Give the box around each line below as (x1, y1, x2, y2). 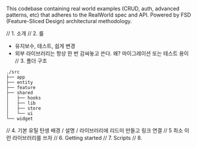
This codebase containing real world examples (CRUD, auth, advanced (6, 5, 180, 12)
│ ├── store (6, 106, 42, 111)
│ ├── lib (6, 100, 36, 106)
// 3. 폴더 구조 (14, 57, 48, 64)
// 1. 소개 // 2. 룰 (6, 30, 44, 37)
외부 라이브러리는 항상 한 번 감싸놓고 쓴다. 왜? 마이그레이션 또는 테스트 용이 (14, 50, 189, 57)
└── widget (6, 116, 33, 122)
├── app (6, 74, 26, 80)
